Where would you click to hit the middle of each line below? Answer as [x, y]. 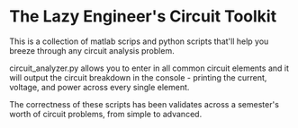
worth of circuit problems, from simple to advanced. [106, 114]
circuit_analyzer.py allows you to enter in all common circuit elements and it [149, 68]
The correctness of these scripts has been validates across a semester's [144, 104]
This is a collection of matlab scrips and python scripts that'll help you [139, 41]
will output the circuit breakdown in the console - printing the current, [138, 77]
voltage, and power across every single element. [99, 87]
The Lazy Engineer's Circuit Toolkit [143, 17]
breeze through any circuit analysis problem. [92, 50]
